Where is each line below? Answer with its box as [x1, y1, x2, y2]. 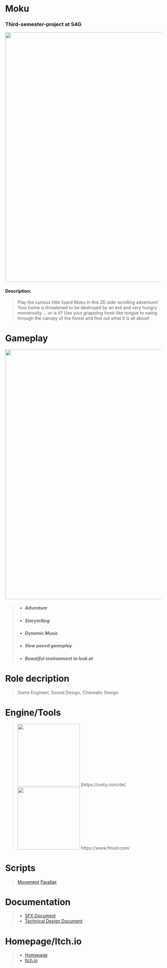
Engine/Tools [5, 707, 61, 718]
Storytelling [24, 617, 50, 623]
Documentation [5, 896, 71, 908]
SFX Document [24, 913, 56, 919]
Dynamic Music [24, 630, 58, 636]
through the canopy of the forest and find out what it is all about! [17, 315, 150, 321]
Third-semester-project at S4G [5, 21, 82, 28]
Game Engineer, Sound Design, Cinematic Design [17, 689, 119, 695]
